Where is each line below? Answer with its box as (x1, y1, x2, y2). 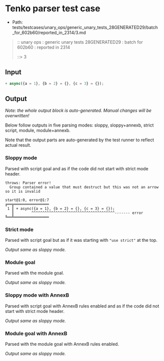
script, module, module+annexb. (5, 128, 71, 133)
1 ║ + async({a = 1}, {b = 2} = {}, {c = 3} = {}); (7, 206, 115, 211)
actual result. (5, 142, 31, 148)
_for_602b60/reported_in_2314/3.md (12, 29, 86, 35)
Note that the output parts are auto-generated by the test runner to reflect (5, 137, 154, 143)
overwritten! (5, 113, 29, 119)
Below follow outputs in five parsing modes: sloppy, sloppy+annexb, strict (5, 122, 154, 128)
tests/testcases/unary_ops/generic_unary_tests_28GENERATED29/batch (12, 24, 158, 30)
